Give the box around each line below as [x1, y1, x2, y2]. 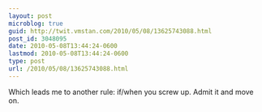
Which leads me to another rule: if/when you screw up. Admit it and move [8, 87, 254, 97]
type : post [8, 58, 45, 66]
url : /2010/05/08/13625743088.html [8, 65, 129, 73]
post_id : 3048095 [8, 34, 67, 43]
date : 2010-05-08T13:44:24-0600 [8, 42, 118, 50]
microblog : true [8, 19, 63, 28]
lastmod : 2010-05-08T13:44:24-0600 [8, 50, 129, 58]
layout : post [8, 11, 53, 20]
